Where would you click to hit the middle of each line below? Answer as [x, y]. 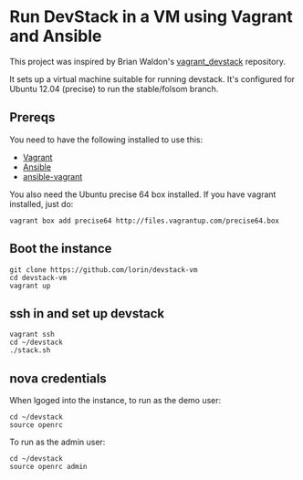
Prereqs [32, 117]
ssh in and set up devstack [87, 313]
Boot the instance [61, 249]
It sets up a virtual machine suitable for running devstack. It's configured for [152, 78]
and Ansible [56, 36]
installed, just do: [42, 203]
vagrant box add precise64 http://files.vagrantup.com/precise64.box [145, 221]
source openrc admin [49, 467]
